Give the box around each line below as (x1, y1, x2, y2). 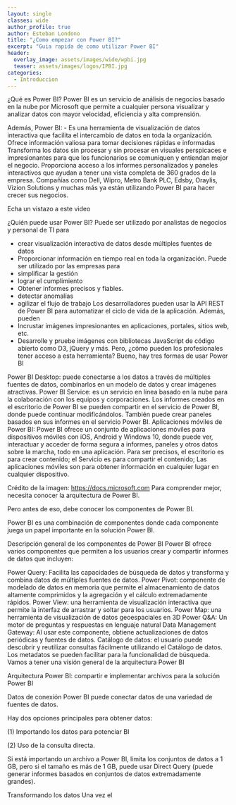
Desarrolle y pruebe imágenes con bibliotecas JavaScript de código (17, 337, 215, 345)
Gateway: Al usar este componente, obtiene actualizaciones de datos (7, 628, 209, 637)
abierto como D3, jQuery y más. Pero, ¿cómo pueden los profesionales (17, 344, 223, 353)
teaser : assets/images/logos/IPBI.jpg (13, 63, 128, 70)
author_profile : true (7, 23, 71, 30)
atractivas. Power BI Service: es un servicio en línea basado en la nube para (7, 388, 228, 397)
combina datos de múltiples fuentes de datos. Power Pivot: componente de (7, 575, 225, 585)
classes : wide (7, 17, 49, 24)
